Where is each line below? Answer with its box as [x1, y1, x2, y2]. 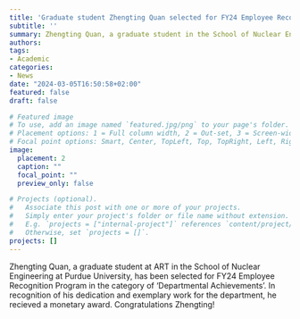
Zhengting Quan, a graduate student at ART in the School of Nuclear [9, 261, 261, 272]
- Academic [9, 55, 50, 63]
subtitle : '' [9, 21, 58, 30]
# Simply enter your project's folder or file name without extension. [9, 212, 290, 221]
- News [9, 71, 34, 80]
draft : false [9, 96, 58, 105]
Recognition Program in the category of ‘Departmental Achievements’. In [9, 280, 276, 290]
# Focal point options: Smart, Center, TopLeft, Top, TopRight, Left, [9, 138, 278, 147]
